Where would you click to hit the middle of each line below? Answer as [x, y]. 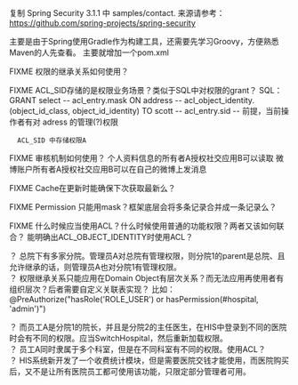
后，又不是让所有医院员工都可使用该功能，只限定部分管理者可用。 [130, 371]
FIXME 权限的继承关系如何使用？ [69, 71]
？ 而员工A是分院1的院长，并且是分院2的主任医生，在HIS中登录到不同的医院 [148, 327]
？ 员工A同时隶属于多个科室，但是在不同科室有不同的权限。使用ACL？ [137, 349]
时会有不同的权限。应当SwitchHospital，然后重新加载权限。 [119, 338]
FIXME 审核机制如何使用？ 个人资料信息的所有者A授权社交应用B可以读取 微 [147, 158]
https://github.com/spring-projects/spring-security [102, 23]
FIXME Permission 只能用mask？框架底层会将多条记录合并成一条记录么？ [143, 207]
